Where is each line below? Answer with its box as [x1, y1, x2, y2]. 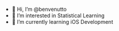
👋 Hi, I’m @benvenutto [11, 6, 67, 13]
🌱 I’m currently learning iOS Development [11, 18, 114, 25]
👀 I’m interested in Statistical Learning [11, 12, 105, 19]
